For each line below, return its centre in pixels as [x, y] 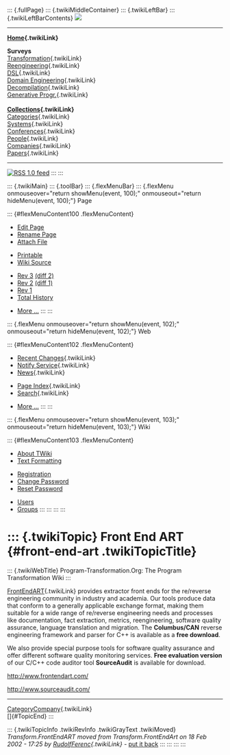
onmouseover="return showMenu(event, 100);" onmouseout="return [104, 193]
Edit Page [30, 227]
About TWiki [35, 453]
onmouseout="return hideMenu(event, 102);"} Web [79, 331]
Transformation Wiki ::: [39, 577]
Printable [30, 255]
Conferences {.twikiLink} [41, 131]
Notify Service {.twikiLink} [53, 365]
